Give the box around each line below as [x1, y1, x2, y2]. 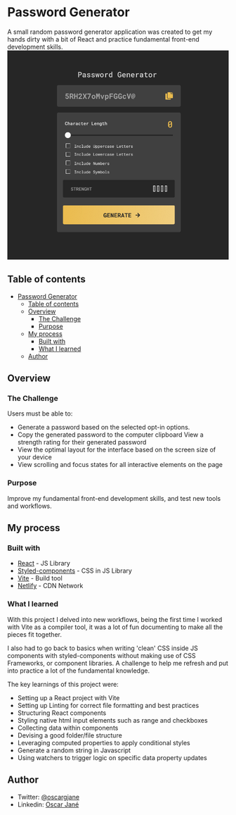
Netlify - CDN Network [17, 582, 84, 590]
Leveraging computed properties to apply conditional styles [17, 738, 191, 747]
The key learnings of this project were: [7, 680, 119, 688]
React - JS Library [17, 559, 70, 568]
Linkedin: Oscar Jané [17, 800, 79, 809]
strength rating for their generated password [17, 438, 147, 447]
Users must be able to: [7, 409, 73, 418]
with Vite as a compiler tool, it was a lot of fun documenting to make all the [7, 623, 223, 631]
